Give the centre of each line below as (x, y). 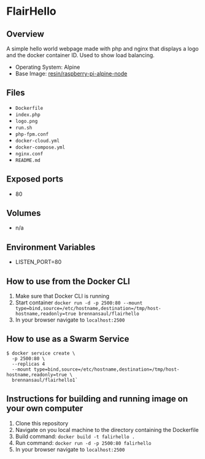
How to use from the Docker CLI (68, 281)
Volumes (24, 213)
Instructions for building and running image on (97, 399)
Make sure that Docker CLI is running (62, 296)
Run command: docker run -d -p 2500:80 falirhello (83, 442)
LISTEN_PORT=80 (38, 262)
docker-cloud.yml (37, 141)
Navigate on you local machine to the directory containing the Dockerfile (107, 430)
